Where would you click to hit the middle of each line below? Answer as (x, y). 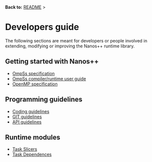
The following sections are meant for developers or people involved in (76, 40)
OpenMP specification (35, 84)
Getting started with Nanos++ (52, 61)
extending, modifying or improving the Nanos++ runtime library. (70, 46)
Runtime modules (33, 137)
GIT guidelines (27, 117)
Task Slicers (25, 149)
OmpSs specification (34, 73)
